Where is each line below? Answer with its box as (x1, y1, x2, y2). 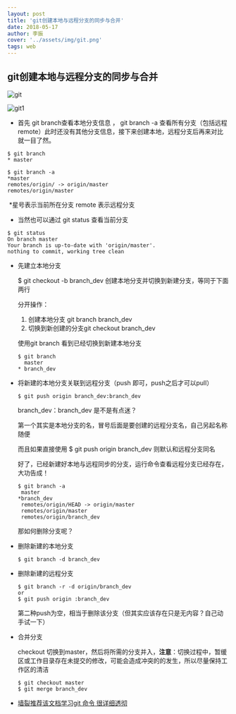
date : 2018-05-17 (7, 23, 58, 30)
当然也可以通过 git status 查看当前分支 (17, 215, 129, 224)
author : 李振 (7, 30, 44, 37)
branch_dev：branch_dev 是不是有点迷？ (17, 406, 137, 414)
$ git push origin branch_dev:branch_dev (17, 392, 141, 399)
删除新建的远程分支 (17, 569, 74, 577)
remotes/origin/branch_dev (20, 513, 100, 521)
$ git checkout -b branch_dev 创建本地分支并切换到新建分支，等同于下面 (17, 276, 229, 284)
